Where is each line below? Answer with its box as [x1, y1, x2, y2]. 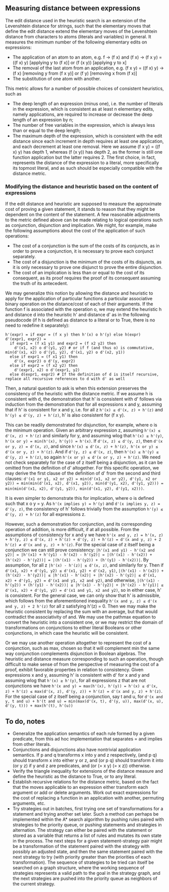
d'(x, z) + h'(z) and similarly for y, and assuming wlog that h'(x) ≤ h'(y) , [5, 433, 164, 439]
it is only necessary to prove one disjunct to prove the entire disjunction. [12, 264, 163, 270]
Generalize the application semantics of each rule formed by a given [12, 730, 155, 736]
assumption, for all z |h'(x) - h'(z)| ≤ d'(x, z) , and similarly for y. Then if [5, 562, 164, 568]
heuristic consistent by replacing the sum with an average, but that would [5, 608, 158, 615]
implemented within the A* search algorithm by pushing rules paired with [12, 816, 164, 822]
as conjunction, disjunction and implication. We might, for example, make [5, 222, 157, 228]
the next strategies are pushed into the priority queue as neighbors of [12, 875, 157, 881]
